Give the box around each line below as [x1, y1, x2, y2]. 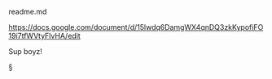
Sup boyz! [8, 47, 43, 56]
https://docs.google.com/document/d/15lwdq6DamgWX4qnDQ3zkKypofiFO [8, 23, 264, 31]
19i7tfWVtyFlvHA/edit [8, 31, 81, 40]
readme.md [8, 7, 47, 16]
